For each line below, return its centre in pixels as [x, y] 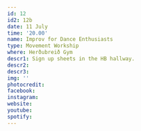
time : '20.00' [28, 33]
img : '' [18, 78]
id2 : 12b [20, 20]
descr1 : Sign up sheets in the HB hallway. [71, 59]
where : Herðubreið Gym [40, 53]
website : [20, 104]
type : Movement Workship [43, 46]
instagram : [23, 98]
